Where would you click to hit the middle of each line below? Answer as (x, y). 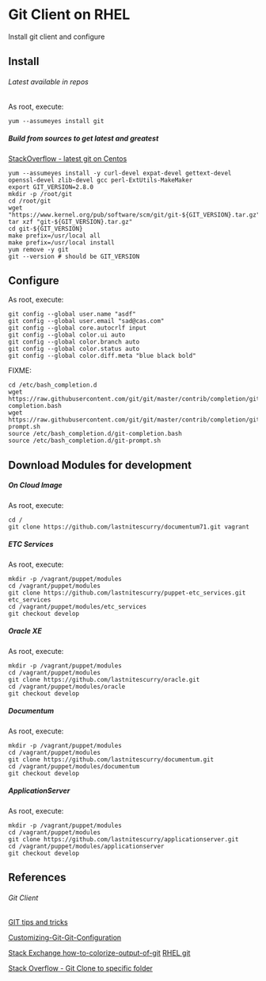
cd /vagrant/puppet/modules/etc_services (78, 606)
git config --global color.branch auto (74, 342)
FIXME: (20, 371)
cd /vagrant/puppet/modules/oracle (67, 687)
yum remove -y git (38, 249)
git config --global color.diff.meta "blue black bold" (102, 356)
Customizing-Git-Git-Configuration (65, 937)
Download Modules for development (100, 465)
